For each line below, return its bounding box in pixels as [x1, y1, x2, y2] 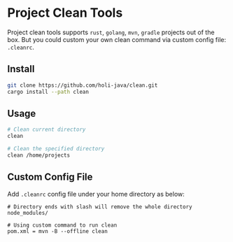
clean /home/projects [7, 152, 71, 159]
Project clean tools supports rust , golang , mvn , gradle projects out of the [7, 28, 215, 36]
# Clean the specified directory [7, 145, 105, 152]
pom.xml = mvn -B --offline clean [7, 227, 108, 235]
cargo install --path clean [7, 88, 90, 95]
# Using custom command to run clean [7, 222, 118, 229]
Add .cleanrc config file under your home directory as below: [7, 190, 185, 198]
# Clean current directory [7, 126, 86, 134]
